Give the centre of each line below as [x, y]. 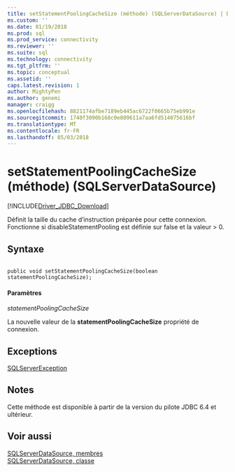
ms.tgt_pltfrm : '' [34, 66]
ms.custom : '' [28, 20]
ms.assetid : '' [29, 79]
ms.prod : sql [26, 33]
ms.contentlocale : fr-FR [43, 131]
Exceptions [32, 351]
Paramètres [24, 293]
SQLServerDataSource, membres [55, 453]
